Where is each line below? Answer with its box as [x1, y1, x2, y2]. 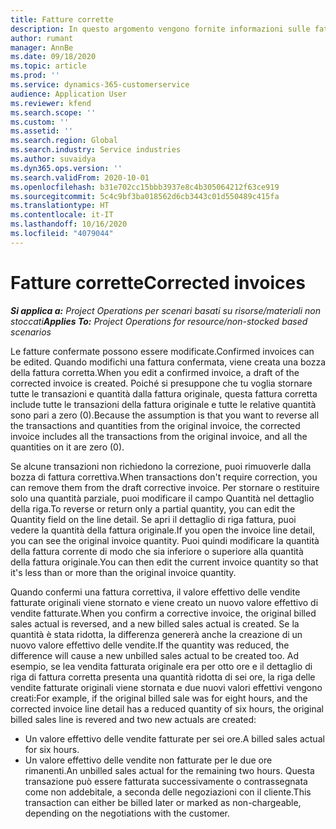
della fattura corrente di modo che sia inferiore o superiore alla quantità [10, 545, 304, 557]
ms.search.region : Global [10, 136, 118, 146]
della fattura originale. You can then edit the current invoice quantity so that [10, 556, 319, 568]
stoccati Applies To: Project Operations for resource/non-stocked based [10, 315, 308, 327]
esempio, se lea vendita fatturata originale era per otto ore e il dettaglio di [10, 660, 313, 672]
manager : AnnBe [10, 42, 74, 53]
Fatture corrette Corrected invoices [10, 271, 306, 294]
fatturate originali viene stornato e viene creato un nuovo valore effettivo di [10, 596, 319, 608]
